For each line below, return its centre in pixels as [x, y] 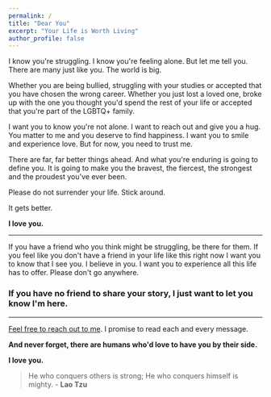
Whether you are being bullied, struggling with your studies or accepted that [135, 86]
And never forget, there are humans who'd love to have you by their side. [133, 345]
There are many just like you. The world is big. [85, 70]
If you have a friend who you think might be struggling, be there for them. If [133, 247]
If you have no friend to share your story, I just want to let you [131, 294]
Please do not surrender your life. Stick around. [87, 192]
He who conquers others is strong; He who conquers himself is [133, 375]
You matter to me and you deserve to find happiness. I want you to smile [129, 136]
